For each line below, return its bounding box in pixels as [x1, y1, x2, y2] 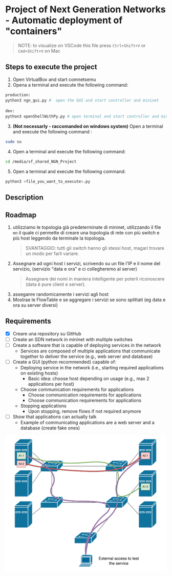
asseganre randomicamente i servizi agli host [12, 291, 109, 297]
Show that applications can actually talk [12, 414, 97, 420]
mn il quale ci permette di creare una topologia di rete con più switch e [12, 229, 160, 235]
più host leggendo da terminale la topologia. [12, 235, 106, 241]
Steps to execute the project [5, 63, 97, 71]
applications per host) [28, 381, 74, 387]
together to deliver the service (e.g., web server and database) [20, 353, 153, 360]
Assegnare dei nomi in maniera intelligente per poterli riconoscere [25, 275, 165, 282]
